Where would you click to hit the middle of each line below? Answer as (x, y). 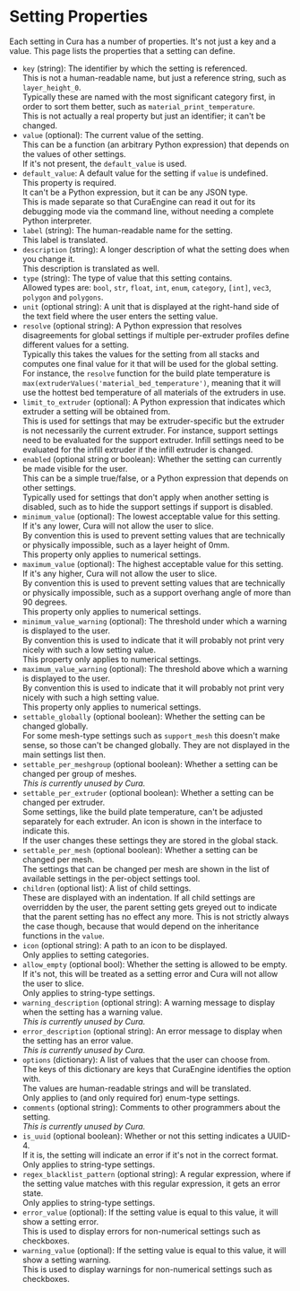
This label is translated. (65, 240)
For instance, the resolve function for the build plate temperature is (146, 373)
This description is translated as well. (90, 268)
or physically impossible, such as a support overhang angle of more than (157, 592)
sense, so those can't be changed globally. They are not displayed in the (156, 745)
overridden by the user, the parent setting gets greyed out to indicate (150, 907)
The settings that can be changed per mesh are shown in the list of (146, 868)
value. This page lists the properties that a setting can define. (122, 50)
